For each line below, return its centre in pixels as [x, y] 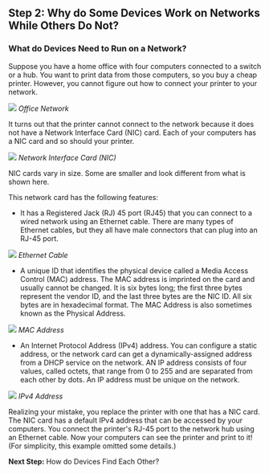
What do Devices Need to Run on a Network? [98, 49]
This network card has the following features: [84, 197]
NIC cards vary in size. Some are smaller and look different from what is [127, 173]
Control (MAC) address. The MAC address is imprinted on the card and [137, 279]
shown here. [29, 182]
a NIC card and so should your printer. [71, 141]
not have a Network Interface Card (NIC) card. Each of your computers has [132, 133]
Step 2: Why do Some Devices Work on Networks [134, 13]
